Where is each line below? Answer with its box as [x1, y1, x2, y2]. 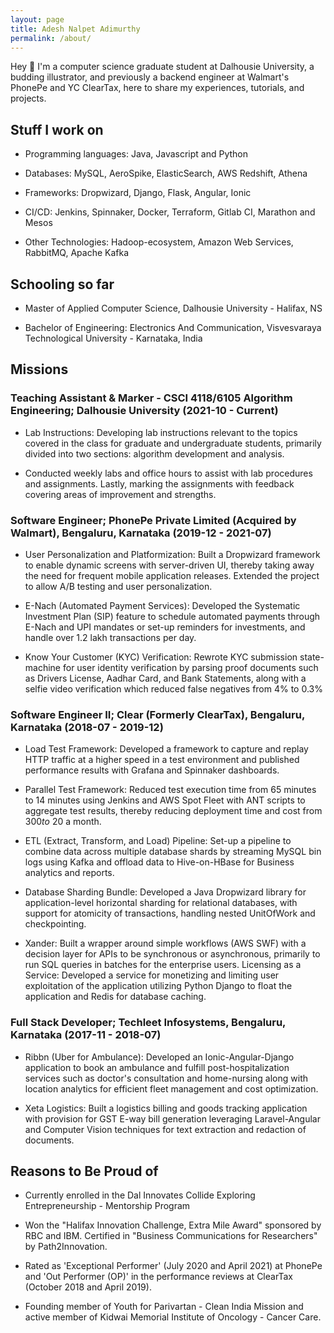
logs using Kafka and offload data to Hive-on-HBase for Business [24, 856, 295, 868]
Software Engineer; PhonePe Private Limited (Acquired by [10, 513, 297, 527]
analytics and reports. [24, 867, 115, 879]
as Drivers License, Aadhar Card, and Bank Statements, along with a [24, 672, 307, 684]
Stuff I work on [10, 121, 104, 138]
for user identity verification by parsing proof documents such [62, 661, 319, 673]
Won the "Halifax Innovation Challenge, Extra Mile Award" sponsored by [24, 1219, 322, 1231]
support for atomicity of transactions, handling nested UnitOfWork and [24, 907, 316, 920]
